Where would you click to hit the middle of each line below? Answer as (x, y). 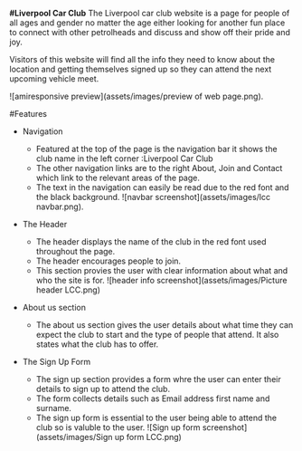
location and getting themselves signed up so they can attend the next (141, 69)
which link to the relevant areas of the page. (118, 178)
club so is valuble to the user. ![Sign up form (118, 427)
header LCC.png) (68, 290)
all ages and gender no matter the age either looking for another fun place (147, 23)
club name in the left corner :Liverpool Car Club (125, 158)
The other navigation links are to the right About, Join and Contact (159, 168)
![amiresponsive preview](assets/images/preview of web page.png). (137, 96)
